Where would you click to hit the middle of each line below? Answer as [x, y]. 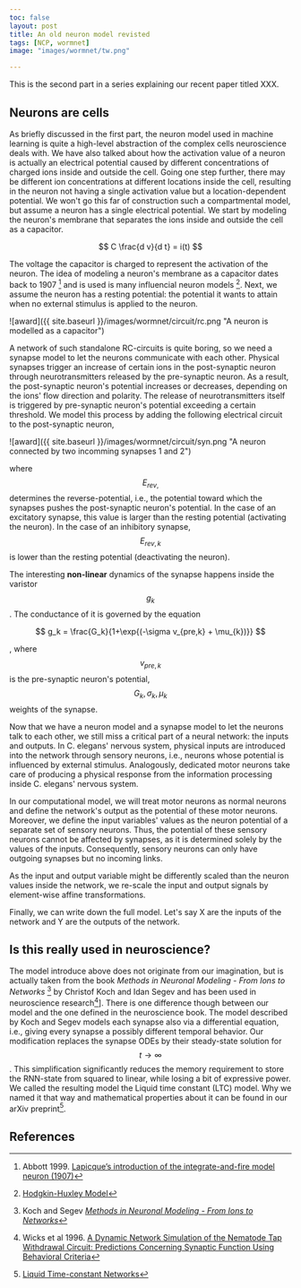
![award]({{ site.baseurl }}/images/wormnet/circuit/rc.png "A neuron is [139, 321]
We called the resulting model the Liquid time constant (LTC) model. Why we [150, 1088]
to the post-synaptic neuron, [62, 424]
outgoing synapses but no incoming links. [86, 858]
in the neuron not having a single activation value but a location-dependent [148, 191]
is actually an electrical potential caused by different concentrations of [139, 162]
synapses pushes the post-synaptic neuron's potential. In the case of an [142, 508]
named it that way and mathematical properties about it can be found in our [149, 1097]
